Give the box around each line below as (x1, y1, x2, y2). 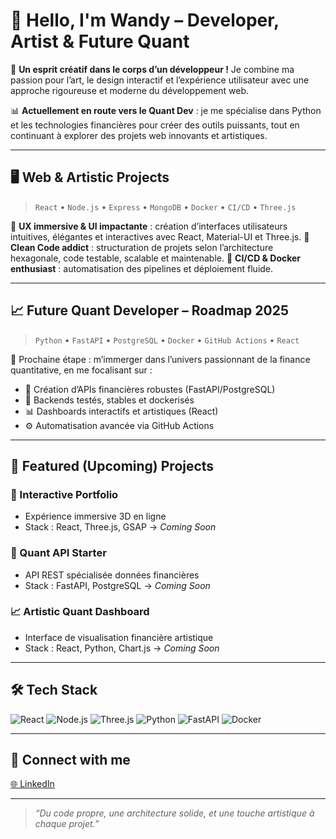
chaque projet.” (34, 818, 100, 830)
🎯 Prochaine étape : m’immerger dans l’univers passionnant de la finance (10, 353, 311, 365)
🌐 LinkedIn (10, 778, 55, 790)
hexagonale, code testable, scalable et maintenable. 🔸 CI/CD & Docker (10, 252, 302, 264)
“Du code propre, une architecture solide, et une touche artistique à (34, 807, 315, 819)
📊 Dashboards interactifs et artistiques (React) (24, 405, 219, 417)
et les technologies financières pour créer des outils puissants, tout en (10, 119, 300, 131)
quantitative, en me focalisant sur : (10, 364, 153, 376)
